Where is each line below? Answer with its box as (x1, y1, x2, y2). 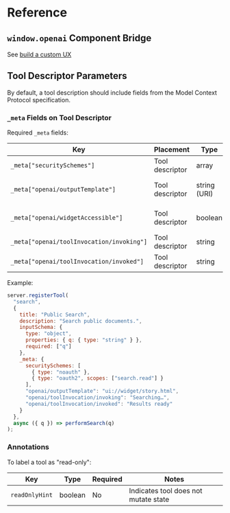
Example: (7, 279, 34, 287)
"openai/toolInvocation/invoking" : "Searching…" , (25, 394, 170, 401)
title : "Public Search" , (19, 311, 90, 318)
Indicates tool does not (129, 486, 203, 495)
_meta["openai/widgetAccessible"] (10, 214, 123, 222)
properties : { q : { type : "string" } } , (25, 337, 142, 344)
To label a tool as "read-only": (7, 458, 92, 466)
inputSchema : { (19, 324, 63, 331)
